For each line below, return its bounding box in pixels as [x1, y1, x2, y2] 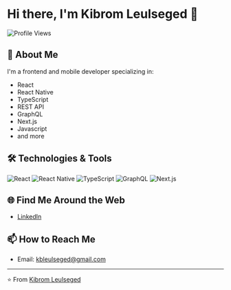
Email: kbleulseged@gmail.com [16, 255, 107, 264]
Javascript [16, 124, 47, 133]
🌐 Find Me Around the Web [7, 194, 125, 206]
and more [16, 132, 45, 140]
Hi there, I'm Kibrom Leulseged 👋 [7, 6, 199, 22]
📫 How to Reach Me [7, 234, 96, 245]
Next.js [16, 117, 38, 125]
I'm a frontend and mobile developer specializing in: [7, 67, 154, 75]
